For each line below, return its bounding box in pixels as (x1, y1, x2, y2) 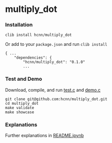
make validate (5, 105, 35, 110)
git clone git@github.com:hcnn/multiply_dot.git (5, 96, 108, 102)
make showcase (5, 110, 35, 115)
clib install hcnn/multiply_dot (5, 32, 72, 38)
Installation (5, 21, 33, 28)
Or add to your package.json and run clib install (5, 41, 108, 47)
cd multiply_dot (5, 101, 39, 106)
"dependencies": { (14, 55, 52, 60)
